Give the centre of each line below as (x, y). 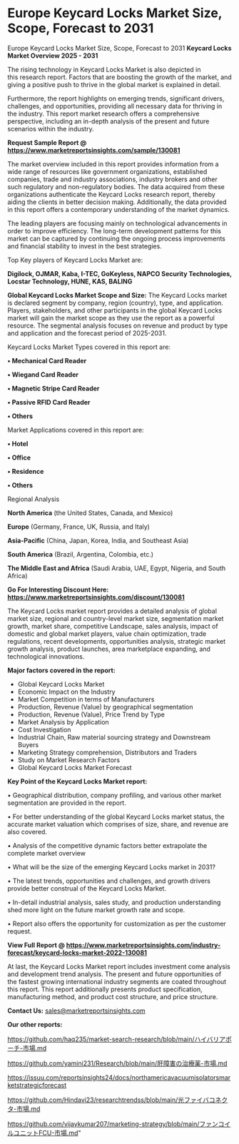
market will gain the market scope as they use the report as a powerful (111, 318)
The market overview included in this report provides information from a (113, 164)
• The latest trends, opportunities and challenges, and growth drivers (109, 881)
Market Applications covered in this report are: (76, 430)
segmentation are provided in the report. (67, 803)
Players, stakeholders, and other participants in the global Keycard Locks (115, 310)
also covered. (27, 831)
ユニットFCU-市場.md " (47, 1133)
